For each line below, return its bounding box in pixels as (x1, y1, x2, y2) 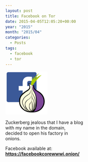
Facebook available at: (5, 145, 52, 151)
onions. (5, 135, 21, 142)
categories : (5, 35, 31, 40)
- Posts (10, 41, 26, 46)
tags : (5, 46, 17, 51)
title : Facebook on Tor (5, 13, 56, 19)
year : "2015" (5, 24, 33, 29)
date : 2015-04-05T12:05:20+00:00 (5, 19, 76, 24)
